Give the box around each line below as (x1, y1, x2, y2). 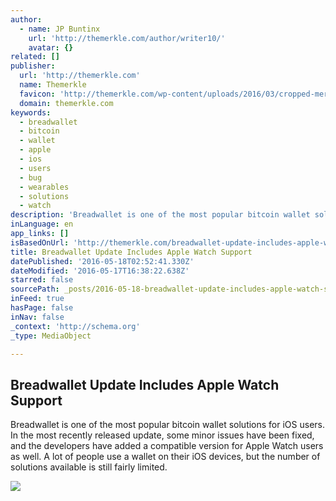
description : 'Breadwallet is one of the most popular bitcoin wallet (10, 210, 311, 220)
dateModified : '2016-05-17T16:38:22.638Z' (10, 266, 190, 276)
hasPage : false (10, 303, 74, 313)
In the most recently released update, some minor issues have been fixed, (10, 429, 315, 441)
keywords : (10, 107, 52, 118)
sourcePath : (10, 284, 60, 295)
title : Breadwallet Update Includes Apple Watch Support (10, 247, 253, 257)
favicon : (19, 89, 56, 99)
